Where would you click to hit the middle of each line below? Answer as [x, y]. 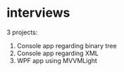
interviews [38, 13]
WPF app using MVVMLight [57, 60]
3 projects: [22, 32]
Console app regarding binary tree [67, 45]
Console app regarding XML [58, 53]
